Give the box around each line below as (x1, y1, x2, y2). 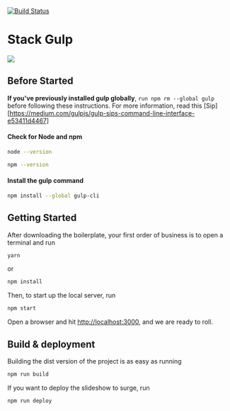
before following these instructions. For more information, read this (7, 101, 202, 110)
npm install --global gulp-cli (7, 192, 100, 199)
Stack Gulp (7, 32, 74, 47)
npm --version (7, 161, 50, 168)
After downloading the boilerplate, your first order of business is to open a (7, 230, 224, 239)
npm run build (7, 371, 50, 378)
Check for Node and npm (7, 133, 83, 141)
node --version (7, 148, 52, 155)
